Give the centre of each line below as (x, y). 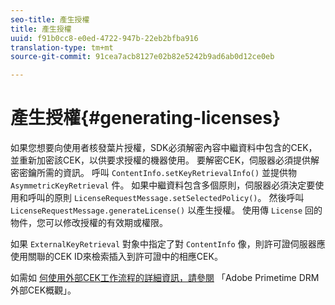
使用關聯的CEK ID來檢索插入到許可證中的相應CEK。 (116, 257)
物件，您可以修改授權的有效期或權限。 (89, 223)
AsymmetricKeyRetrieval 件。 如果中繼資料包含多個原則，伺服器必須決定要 (163, 185)
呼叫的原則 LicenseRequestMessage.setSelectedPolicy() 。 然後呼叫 (166, 198)
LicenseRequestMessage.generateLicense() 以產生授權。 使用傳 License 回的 (166, 210)
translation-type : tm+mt (62, 47)
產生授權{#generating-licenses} (146, 118)
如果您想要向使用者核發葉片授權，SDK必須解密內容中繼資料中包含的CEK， (164, 148)
